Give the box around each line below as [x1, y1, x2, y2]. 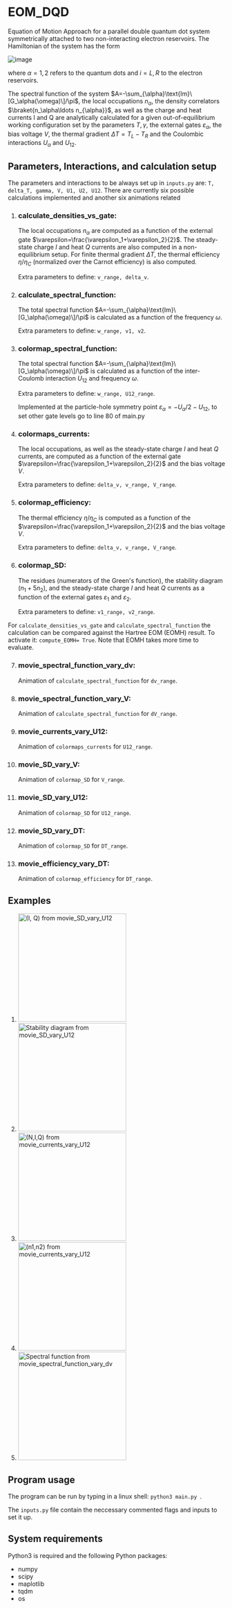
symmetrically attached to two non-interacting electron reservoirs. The [8, 34, 210, 42]
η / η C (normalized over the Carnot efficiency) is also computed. [17, 258, 197, 268]
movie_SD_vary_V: [17, 760, 80, 769]
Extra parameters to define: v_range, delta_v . [17, 272, 149, 281]
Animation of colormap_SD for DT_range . [17, 841, 128, 850]
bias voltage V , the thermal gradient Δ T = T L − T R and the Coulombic [8, 130, 204, 139]
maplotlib [17, 1580, 45, 1588]
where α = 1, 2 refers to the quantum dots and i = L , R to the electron [8, 69, 203, 77]
